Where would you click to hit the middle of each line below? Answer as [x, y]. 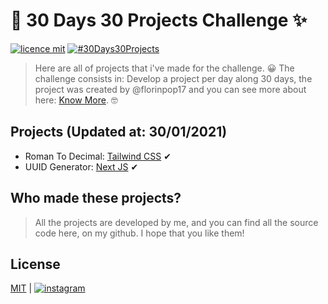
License [35, 264]
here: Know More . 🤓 [76, 100]
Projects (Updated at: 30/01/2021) [119, 132]
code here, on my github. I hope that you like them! [139, 233]
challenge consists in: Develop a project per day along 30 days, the [173, 78]
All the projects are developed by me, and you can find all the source [176, 222]
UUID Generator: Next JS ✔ [81, 166]
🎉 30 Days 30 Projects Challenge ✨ [159, 20]
